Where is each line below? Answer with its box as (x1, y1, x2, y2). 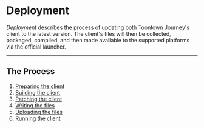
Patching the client (15, 95, 63, 103)
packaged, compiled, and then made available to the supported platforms (6, 36, 190, 44)
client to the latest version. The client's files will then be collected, (6, 30, 171, 37)
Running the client (15, 115, 61, 122)
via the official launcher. (6, 43, 66, 50)
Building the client (15, 89, 61, 96)
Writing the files (15, 101, 55, 109)
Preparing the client (15, 83, 65, 90)
